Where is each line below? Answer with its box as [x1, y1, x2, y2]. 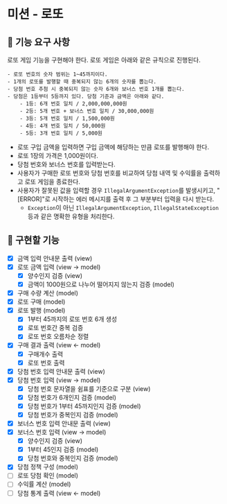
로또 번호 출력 [27, 358, 65, 367]
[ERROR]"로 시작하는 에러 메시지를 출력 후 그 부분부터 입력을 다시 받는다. [17, 195, 215, 203]
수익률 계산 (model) [17, 480, 71, 489]
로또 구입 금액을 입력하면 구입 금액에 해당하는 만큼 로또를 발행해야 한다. [17, 143, 210, 151]
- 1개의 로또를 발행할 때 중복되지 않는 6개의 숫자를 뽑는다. [7, 78, 157, 85]
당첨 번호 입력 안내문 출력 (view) [17, 367, 105, 375]
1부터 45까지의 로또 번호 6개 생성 [27, 315, 118, 323]
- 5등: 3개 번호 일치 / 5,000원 [19, 130, 102, 137]
